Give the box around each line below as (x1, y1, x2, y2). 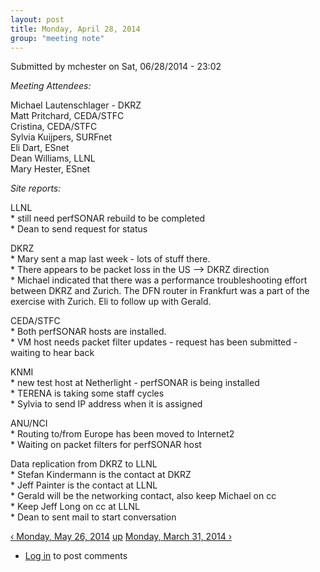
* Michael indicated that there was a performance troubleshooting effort (10, 274, 308, 286)
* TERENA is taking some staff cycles (10, 387, 165, 400)
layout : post (10, 14, 65, 25)
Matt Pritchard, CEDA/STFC (10, 110, 125, 122)
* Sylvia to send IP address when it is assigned (10, 398, 203, 410)
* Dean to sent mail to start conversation (10, 511, 177, 523)
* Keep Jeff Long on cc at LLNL (10, 501, 140, 513)
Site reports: (10, 182, 62, 195)
